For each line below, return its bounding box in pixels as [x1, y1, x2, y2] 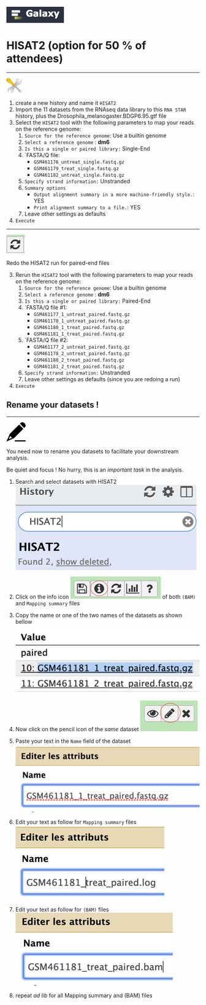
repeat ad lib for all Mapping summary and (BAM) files [15, 991, 153, 999]
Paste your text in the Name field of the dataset [15, 737, 131, 745]
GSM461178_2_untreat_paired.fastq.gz [33, 351, 130, 357]
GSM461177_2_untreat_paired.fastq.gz [33, 344, 130, 350]
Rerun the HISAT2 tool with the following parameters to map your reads [15, 271, 193, 278]
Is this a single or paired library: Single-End [24, 145, 150, 152]
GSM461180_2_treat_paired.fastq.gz [33, 357, 124, 363]
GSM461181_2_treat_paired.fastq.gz [33, 363, 124, 370]
